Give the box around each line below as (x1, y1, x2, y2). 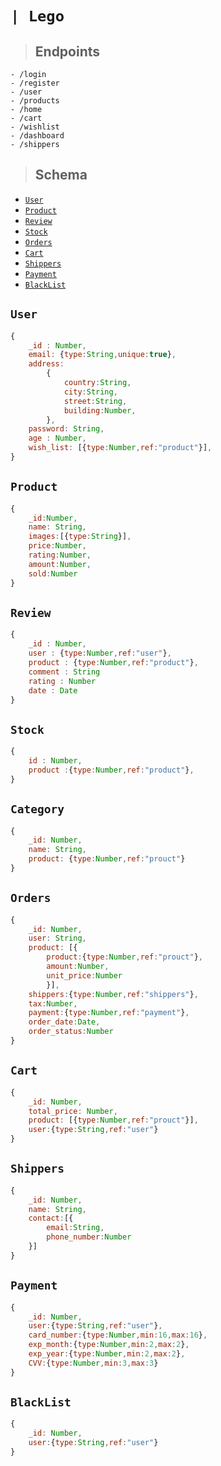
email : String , (46, 1223, 105, 1233)
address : (28, 359, 65, 369)
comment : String (28, 667, 101, 677)
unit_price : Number (46, 970, 123, 981)
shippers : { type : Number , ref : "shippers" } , (28, 989, 199, 999)
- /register (10, 78, 60, 88)
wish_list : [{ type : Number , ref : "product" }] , (28, 443, 213, 453)
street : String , (63, 396, 128, 406)
